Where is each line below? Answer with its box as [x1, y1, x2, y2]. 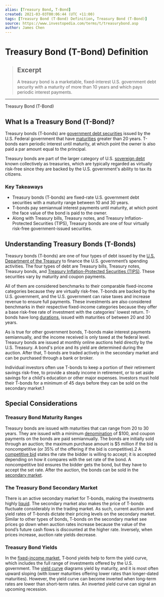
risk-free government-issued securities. [12, 226, 92, 231]
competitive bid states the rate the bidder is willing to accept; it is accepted [5, 451, 156, 457]
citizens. [5, 171, 22, 177]
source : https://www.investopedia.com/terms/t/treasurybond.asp [5, 21, 139, 26]
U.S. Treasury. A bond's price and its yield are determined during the [5, 344, 143, 350]
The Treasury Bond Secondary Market [5, 484, 98, 491]
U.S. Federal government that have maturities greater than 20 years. [5, 136, 142, 141]
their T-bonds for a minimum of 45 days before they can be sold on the [5, 380, 148, 386]
